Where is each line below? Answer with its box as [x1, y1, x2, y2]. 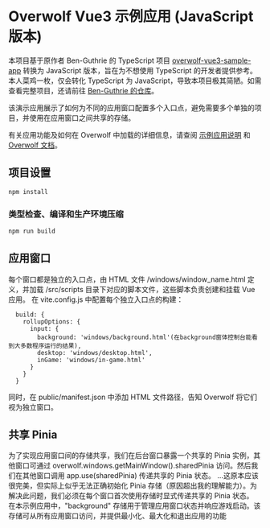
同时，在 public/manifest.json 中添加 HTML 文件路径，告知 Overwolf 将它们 [8, 392, 258, 402]
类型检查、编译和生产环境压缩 [8, 208, 125, 220]
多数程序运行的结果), [19, 341, 82, 350]
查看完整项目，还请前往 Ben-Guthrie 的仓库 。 [8, 85, 159, 95]
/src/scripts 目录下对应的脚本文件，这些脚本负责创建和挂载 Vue [45, 284, 256, 294]
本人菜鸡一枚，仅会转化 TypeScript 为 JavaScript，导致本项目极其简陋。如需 [8, 76, 262, 85]
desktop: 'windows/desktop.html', [37, 349, 153, 357]
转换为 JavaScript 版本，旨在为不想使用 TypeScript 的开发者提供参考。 [22, 65, 257, 75]
